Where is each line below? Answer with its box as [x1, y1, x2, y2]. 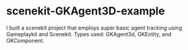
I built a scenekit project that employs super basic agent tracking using [6, 24, 183, 31]
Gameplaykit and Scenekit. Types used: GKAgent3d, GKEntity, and [6, 30, 172, 37]
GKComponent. [6, 37, 45, 44]
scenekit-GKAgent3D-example [6, 4, 165, 18]
